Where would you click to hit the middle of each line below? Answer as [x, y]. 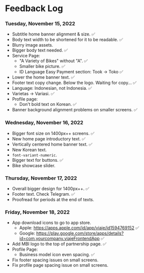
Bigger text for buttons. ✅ [38, 160]
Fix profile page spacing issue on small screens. [60, 265]
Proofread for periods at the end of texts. [53, 200]
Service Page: [26, 56]
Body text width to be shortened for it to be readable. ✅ [67, 40]
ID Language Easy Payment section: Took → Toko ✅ [71, 72]
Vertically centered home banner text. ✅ [52, 144]
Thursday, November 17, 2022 [41, 178]
